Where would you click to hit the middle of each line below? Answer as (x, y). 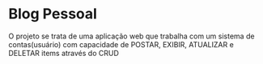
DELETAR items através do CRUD (64, 53)
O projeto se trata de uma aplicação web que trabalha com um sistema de (131, 36)
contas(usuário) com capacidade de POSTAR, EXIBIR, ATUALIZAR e (121, 44)
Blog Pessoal (53, 14)
